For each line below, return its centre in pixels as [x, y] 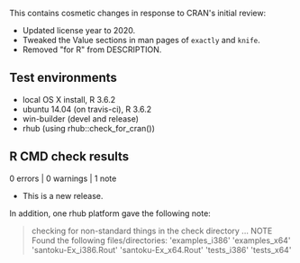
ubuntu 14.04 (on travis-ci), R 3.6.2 [87, 109]
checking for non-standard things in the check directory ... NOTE [152, 231]
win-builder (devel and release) [81, 118]
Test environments [63, 78]
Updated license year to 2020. [79, 30]
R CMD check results [69, 157]
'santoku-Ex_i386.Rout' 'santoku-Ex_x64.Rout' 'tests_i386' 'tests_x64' [161, 249]
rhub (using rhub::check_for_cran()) [89, 128]
